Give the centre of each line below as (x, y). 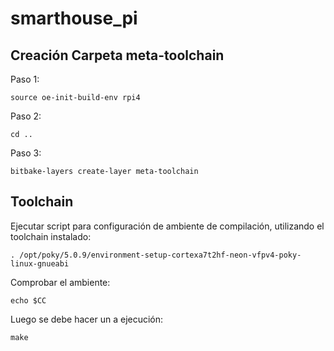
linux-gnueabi (40, 263)
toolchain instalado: (51, 236)
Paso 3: (26, 153)
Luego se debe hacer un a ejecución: (87, 319)
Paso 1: (25, 79)
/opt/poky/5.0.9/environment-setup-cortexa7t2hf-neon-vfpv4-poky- (160, 255)
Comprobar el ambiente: (60, 282)
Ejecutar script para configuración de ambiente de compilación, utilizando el (167, 226)
